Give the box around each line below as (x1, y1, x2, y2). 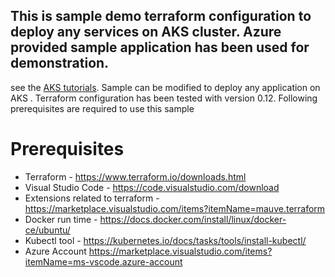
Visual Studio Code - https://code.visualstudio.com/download (24, 181, 280, 193)
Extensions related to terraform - (24, 192, 160, 204)
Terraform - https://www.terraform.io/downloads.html (24, 170, 247, 183)
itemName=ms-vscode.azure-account (24, 255, 183, 268)
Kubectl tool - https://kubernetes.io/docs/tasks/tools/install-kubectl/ (24, 234, 307, 246)
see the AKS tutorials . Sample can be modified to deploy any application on (10, 81, 321, 93)
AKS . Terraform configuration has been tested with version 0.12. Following (10, 92, 318, 104)
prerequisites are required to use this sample (10, 102, 195, 114)
